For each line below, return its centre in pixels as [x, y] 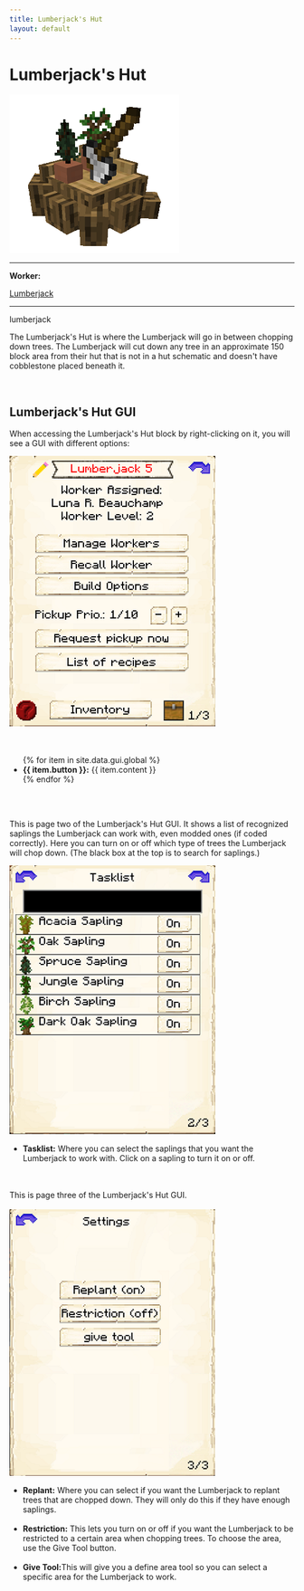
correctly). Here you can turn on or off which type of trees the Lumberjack [148, 843]
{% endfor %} [48, 779]
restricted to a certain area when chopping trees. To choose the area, [152, 1539]
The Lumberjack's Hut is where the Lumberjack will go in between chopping [152, 337]
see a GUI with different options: [70, 443]
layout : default [40, 29]
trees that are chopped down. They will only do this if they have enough [156, 1500]
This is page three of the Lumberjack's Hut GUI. [98, 1196]
